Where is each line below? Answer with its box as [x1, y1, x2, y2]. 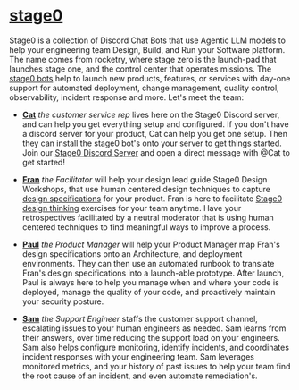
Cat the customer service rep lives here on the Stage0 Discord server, [21, 109, 280, 120]
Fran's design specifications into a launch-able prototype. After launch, [21, 267, 285, 278]
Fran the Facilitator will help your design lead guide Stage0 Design [21, 174, 268, 184]
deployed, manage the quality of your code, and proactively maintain [21, 286, 276, 297]
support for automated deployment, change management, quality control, [9, 82, 279, 93]
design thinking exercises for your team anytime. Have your [21, 202, 242, 213]
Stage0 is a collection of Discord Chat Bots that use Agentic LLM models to [9, 35, 286, 46]
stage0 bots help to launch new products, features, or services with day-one [9, 72, 291, 83]
